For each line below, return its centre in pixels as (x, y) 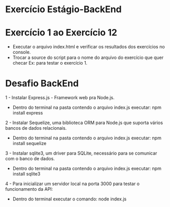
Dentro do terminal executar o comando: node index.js (70, 199)
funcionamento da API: (29, 189)
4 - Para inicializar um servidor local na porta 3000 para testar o (72, 184)
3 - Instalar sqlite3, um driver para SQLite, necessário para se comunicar (81, 153)
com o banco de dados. (30, 159)
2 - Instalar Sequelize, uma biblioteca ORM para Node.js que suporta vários (84, 123)
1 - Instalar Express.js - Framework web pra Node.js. (60, 98)
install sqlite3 (26, 174)
